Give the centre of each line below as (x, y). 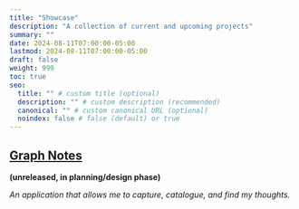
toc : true (28, 77)
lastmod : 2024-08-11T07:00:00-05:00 (78, 52)
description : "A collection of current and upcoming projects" (131, 26)
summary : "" (32, 34)
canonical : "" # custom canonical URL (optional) (113, 110)
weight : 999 (32, 69)
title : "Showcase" (44, 18)
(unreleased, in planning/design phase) (85, 176)
